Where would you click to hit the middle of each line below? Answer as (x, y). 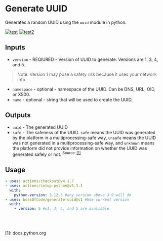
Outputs (18, 115)
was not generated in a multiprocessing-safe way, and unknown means (83, 143)
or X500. (21, 94)
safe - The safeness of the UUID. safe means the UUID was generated (84, 132)
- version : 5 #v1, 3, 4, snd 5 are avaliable (62, 209)
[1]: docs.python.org (26, 233)
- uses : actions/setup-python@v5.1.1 (44, 186)
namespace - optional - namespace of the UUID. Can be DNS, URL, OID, (84, 89)
